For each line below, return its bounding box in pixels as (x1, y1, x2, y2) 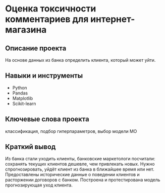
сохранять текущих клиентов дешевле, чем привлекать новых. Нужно (5, 161, 155, 167)
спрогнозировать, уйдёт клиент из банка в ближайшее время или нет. (5, 166, 155, 172)
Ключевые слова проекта (5, 115, 89, 123)
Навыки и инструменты (5, 72, 83, 80)
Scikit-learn (12, 100, 36, 106)
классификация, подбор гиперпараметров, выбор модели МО (5, 128, 137, 134)
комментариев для (5, 13, 89, 25)
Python (12, 85, 27, 91)
